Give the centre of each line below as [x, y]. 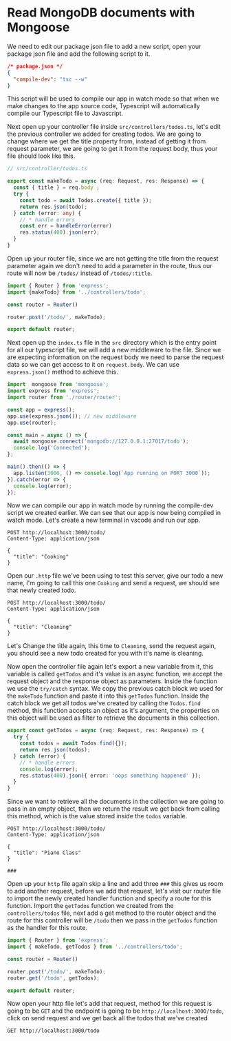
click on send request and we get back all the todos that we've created [108, 1018]
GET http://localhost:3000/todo [53, 1031]
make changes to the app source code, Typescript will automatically [104, 106]
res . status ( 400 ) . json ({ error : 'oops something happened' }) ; [110, 776]
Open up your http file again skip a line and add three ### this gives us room [115, 884]
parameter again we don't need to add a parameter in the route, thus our [110, 265]
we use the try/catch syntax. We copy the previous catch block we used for [115, 689]
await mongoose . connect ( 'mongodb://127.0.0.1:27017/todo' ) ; [101, 442]
